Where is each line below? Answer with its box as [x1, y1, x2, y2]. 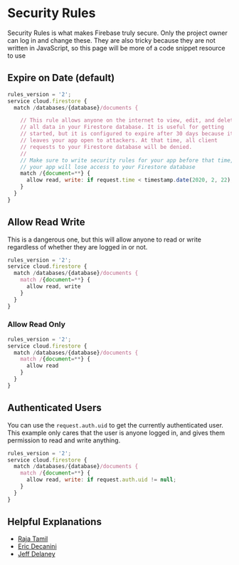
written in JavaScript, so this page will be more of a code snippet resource [7, 43, 225, 52]
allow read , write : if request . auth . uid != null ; [26, 476, 176, 484]
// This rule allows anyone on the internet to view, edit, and [20, 117, 215, 124]
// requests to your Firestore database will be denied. [20, 143, 193, 150]
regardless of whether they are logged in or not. [7, 242, 148, 251]
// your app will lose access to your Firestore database [20, 163, 196, 170]
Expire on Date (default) [7, 72, 115, 84]
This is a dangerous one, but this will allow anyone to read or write [7, 235, 201, 244]
